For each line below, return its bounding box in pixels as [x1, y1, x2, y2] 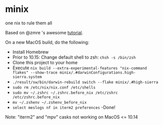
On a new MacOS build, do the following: [5, 39, 89, 45]
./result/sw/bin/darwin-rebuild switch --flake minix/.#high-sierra [12, 80, 158, 85]
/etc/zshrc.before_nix [12, 95, 60, 100]
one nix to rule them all [5, 20, 52, 26]
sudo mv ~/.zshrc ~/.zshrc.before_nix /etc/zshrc [12, 90, 118, 95]
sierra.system [12, 74, 42, 79]
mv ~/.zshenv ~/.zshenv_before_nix [12, 100, 87, 105]
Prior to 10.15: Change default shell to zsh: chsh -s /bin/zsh [12, 54, 136, 60]
